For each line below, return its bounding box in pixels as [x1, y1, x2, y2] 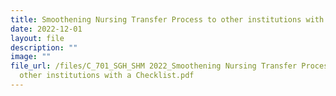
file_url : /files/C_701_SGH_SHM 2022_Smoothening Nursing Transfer [10, 61, 298, 71]
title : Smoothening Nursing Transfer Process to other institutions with [10, 14, 325, 25]
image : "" [10, 52, 52, 62]
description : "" [10, 42, 78, 53]
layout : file [10, 33, 65, 43]
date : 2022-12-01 [10, 24, 83, 34]
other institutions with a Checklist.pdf [19, 71, 195, 81]
